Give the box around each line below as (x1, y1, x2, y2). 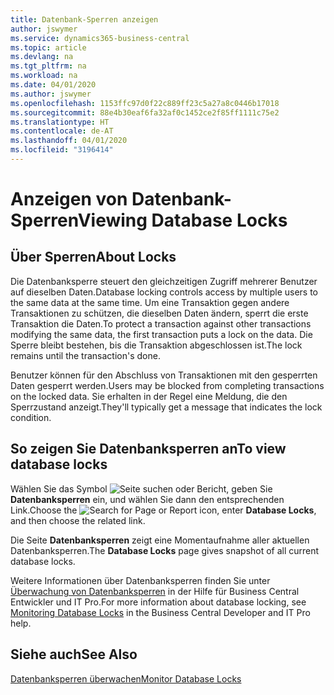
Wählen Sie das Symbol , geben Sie (10, 482, 273, 495)
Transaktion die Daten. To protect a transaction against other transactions (10, 317, 312, 330)
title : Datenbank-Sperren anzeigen (10, 14, 159, 25)
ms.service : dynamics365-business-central (10, 33, 190, 43)
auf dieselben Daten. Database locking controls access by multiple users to (10, 286, 319, 298)
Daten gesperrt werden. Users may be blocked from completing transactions (10, 379, 325, 391)
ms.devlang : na (10, 52, 74, 62)
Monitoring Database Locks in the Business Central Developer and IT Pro (10, 606, 311, 618)
